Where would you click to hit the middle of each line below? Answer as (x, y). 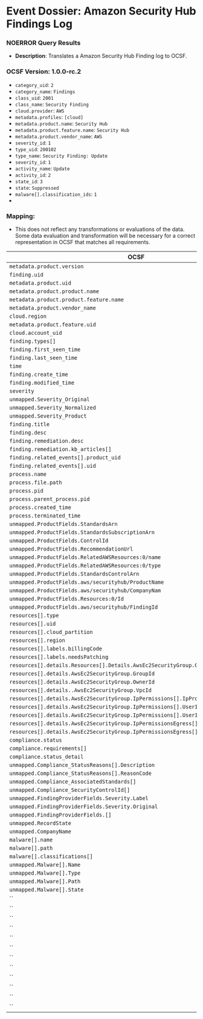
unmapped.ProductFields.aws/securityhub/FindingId (84, 607)
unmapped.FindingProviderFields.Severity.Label (79, 798)
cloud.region (28, 316)
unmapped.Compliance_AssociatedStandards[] (73, 782)
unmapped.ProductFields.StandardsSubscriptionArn (82, 532)
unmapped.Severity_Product (48, 416)
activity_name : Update (42, 168)
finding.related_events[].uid (53, 466)
